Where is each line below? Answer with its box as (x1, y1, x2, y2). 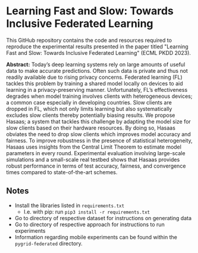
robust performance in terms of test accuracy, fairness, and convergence (6, 162, 186, 169)
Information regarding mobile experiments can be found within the (14, 233, 177, 240)
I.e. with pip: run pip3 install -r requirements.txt (23, 208, 150, 215)
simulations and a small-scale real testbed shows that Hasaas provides (6, 156, 180, 163)
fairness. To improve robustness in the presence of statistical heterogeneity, (6, 137, 193, 144)
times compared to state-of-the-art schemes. (6, 168, 118, 175)
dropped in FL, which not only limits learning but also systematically (6, 105, 172, 112)
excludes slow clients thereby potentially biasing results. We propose (6, 112, 175, 119)
